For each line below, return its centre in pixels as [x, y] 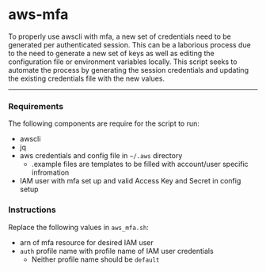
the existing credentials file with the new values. [86, 78]
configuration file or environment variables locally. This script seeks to [123, 62]
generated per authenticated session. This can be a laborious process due [129, 44]
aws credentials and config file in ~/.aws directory [101, 156]
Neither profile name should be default [95, 259]
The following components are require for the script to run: [104, 123]
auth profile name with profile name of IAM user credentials [116, 251]
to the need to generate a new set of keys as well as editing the [112, 53]
